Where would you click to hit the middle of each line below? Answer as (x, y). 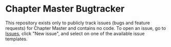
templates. (16, 39)
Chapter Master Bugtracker (65, 9)
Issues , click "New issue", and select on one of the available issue (75, 33)
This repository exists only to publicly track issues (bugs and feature (78, 23)
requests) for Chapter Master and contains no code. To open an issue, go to (85, 28)
